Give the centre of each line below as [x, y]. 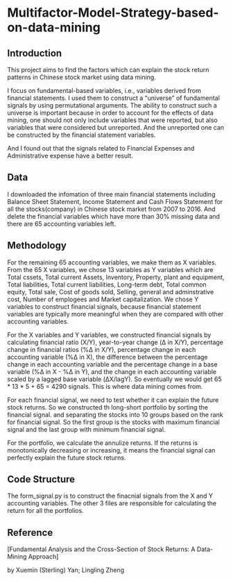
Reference [30, 532]
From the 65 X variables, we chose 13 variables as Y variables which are [110, 269]
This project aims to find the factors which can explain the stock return [108, 70]
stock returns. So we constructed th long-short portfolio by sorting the [108, 407]
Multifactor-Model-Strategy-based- [113, 13]
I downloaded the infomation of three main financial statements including [111, 194]
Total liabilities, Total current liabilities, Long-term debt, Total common [107, 284]
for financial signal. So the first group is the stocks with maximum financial [113, 422]
